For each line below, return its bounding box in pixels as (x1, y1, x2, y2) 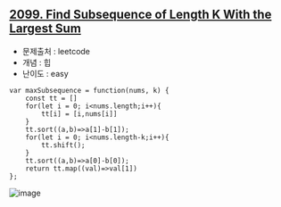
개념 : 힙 (21, 57, 52, 68)
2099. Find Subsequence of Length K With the (9, 7, 272, 22)
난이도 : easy (21, 68, 69, 79)
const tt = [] (25, 94, 78, 103)
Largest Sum (9, 21, 82, 37)
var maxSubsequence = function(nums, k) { (9, 86, 169, 95)
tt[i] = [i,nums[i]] (41, 109, 118, 119)
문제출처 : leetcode (21, 46, 91, 56)
